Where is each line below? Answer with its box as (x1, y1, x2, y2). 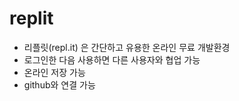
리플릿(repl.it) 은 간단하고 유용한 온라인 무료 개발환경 (23, 41, 231, 53)
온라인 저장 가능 (23, 66, 86, 78)
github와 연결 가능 (23, 78, 96, 91)
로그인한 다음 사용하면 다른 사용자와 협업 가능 (23, 53, 201, 66)
